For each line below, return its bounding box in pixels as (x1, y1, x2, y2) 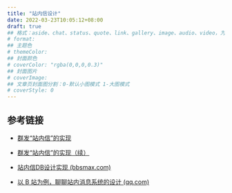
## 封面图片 (7, 68, 38, 74)
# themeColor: (7, 49, 48, 56)
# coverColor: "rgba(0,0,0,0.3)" (7, 61, 104, 68)
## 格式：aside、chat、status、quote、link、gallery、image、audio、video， (7, 29, 221, 37)
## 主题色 (7, 42, 32, 49)
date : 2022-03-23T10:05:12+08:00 (7, 17, 104, 23)
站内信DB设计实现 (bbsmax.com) (17, 163, 112, 171)
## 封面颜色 (7, 55, 38, 62)
